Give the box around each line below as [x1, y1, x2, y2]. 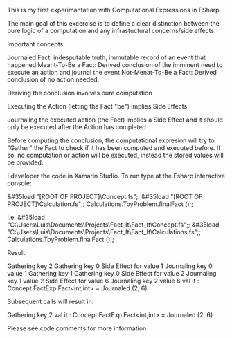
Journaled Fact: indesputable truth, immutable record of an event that [7, 53, 206, 62]
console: [7, 179, 33, 187]
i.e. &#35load [7, 214, 45, 221]
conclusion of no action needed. [7, 75, 100, 84]
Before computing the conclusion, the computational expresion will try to [7, 136, 215, 144]
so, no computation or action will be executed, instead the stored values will [7, 151, 224, 159]
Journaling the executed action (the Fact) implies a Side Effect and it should [7, 115, 224, 124]
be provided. [7, 158, 44, 167]
